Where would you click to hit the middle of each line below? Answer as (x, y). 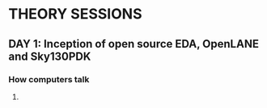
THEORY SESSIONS (75, 14)
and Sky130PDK (50, 56)
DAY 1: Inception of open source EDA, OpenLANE (133, 44)
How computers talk (49, 79)
